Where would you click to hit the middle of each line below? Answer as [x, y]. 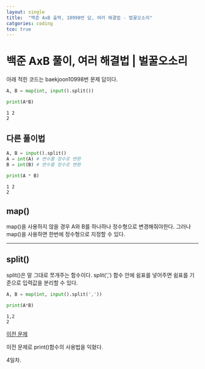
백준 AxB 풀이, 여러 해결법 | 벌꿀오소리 [97, 61]
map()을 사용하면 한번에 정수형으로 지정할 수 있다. [66, 234]
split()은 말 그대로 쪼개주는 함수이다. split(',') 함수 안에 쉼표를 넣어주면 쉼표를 [97, 275]
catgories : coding [30, 23]
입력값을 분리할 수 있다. [50, 283]
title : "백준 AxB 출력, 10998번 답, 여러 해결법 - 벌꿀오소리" [79, 18]
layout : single [26, 12]
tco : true [19, 29]
